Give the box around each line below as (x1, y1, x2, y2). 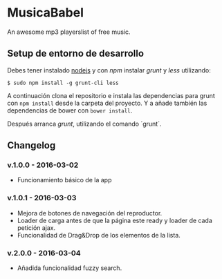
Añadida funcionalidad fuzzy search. (17, 264, 122, 272)
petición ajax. (17, 223, 56, 232)
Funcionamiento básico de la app (17, 176, 112, 184)
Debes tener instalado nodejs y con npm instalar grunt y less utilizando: (7, 66, 211, 74)
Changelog (7, 139, 56, 151)
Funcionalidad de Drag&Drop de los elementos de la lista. (17, 231, 181, 239)
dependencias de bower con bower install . (7, 106, 133, 115)
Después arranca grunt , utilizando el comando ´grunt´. (7, 119, 162, 128)
